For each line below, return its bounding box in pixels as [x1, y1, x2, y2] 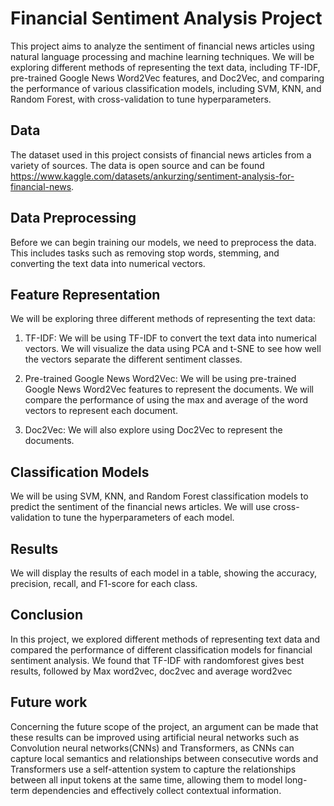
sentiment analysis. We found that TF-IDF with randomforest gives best [10, 654, 305, 666]
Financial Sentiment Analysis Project [10, 7, 323, 30]
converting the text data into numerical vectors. [10, 257, 206, 269]
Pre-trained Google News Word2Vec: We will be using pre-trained [24, 373, 297, 385]
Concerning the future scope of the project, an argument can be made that [10, 720, 319, 732]
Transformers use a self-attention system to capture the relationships [10, 763, 297, 775]
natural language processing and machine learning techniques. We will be [10, 50, 315, 62]
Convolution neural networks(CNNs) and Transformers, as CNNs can [10, 742, 295, 754]
